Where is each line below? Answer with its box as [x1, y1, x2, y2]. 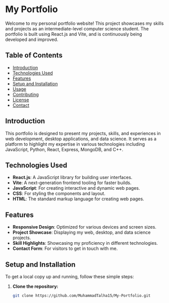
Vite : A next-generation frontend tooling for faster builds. [12, 180, 132, 186]
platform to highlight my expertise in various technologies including [5, 141, 145, 147]
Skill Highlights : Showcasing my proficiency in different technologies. [12, 240, 158, 246]
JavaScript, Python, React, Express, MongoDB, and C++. [5, 146, 124, 152]
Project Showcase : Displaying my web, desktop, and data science [12, 229, 151, 236]
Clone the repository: [12, 283, 59, 289]
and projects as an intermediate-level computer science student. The [5, 25, 149, 31]
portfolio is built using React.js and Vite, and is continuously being [5, 31, 142, 37]
